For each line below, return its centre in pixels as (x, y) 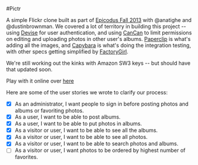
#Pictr (14, 9)
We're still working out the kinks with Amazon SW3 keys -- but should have (98, 63)
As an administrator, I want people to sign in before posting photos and (102, 104)
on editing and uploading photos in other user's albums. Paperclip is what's (98, 39)
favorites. (26, 157)
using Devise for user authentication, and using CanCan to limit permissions (99, 33)
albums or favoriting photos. (49, 111)
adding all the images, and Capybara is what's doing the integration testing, (99, 45)
